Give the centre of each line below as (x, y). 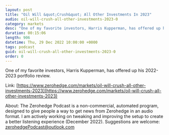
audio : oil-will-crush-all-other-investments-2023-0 (62, 19)
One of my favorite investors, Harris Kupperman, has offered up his (75, 70)
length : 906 (18, 38)
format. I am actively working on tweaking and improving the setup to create (84, 116)
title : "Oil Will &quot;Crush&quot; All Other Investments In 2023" (78, 14)
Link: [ (12, 85)
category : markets (24, 24)
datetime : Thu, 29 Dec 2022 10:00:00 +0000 (52, 42)
